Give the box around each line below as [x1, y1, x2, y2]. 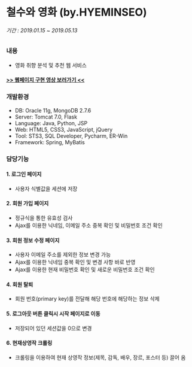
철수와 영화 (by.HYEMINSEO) [6, 5, 148, 19]
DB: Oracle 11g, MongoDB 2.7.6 [14, 107, 92, 114]
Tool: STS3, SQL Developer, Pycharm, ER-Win [14, 132, 128, 139]
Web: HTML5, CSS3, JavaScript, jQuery [14, 126, 113, 133]
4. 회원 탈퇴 [6, 281, 33, 288]
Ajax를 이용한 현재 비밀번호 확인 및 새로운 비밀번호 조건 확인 [14, 266, 155, 273]
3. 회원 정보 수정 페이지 [6, 236, 60, 244]
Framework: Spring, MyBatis [14, 138, 85, 145]
